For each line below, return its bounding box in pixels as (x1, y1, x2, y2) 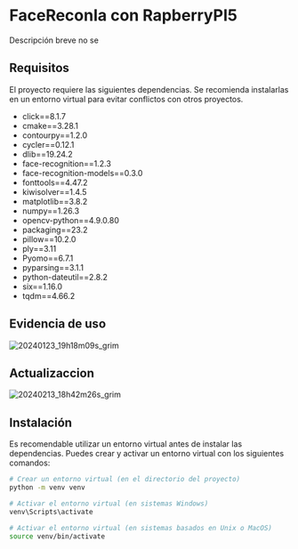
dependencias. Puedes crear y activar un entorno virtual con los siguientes (9, 448, 285, 459)
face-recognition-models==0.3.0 (21, 167, 143, 178)
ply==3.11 (21, 243, 57, 254)
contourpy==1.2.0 (21, 130, 87, 141)
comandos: (9, 457, 51, 468)
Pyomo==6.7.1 (21, 253, 74, 263)
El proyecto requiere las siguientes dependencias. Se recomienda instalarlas (9, 84, 289, 94)
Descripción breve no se (9, 35, 100, 45)
